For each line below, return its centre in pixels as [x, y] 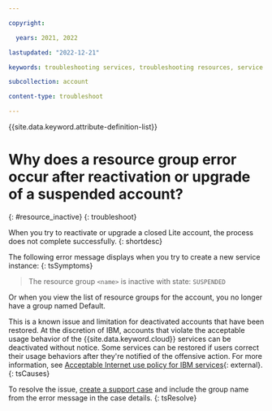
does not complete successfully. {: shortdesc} [85, 241]
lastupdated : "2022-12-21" [54, 52]
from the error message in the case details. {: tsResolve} [103, 398]
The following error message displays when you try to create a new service [134, 256]
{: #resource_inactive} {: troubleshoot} [73, 216]
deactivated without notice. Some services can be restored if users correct [134, 348]
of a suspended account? [96, 194]
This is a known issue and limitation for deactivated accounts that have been [136, 321]
